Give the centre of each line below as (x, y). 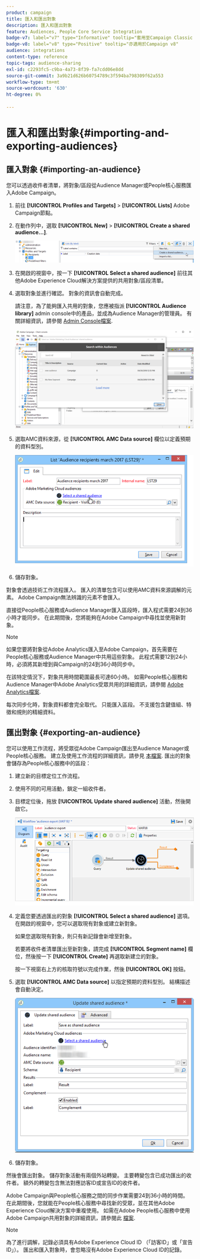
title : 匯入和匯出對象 (31, 19)
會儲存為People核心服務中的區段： (49, 763)
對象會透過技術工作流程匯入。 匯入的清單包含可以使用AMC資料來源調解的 (96, 589)
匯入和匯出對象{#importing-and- (88, 133)
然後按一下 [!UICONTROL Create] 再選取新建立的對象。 (93, 956)
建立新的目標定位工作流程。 (49, 776)
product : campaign (29, 13)
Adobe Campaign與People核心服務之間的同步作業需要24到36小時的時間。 (97, 1195)
